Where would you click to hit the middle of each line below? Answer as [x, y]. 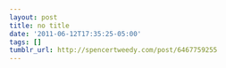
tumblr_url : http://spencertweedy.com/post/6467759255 [113, 50]
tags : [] [25, 42]
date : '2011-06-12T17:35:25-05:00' [75, 34]
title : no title [39, 26]
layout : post [33, 17]
